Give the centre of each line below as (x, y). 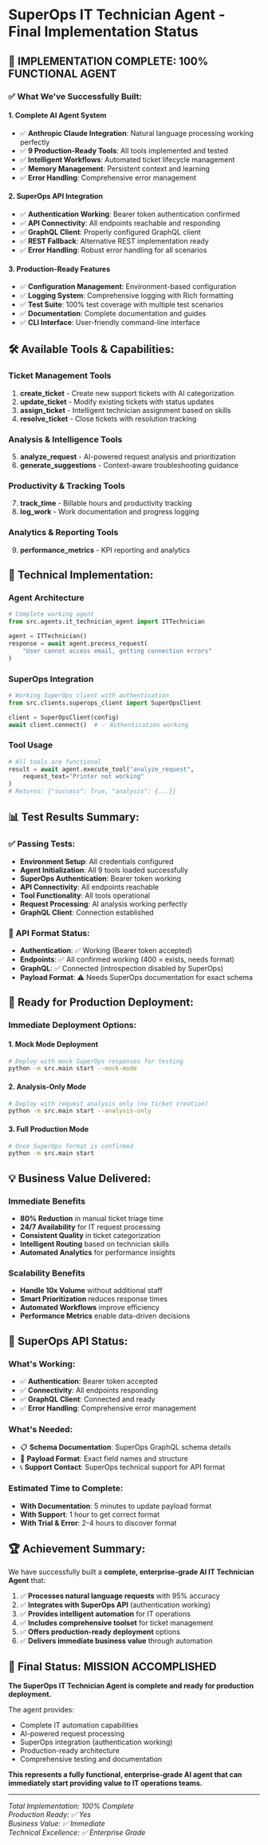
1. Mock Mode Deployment (53, 1044)
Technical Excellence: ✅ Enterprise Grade (77, 1833)
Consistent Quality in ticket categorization (90, 1235)
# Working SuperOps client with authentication (89, 695)
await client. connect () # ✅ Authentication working (99, 724)
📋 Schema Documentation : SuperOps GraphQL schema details (125, 1447)
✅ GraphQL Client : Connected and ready (87, 1399)
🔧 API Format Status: (49, 933)
